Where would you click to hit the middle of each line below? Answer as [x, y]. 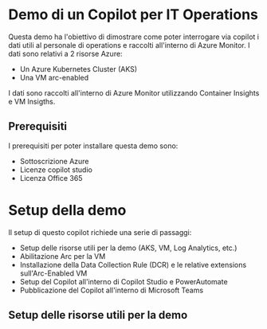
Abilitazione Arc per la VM [63, 256]
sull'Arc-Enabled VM [53, 273]
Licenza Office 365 [51, 178]
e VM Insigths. [32, 101]
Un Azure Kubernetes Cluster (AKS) [79, 69]
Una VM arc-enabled [54, 77]
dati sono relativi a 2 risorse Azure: [65, 53]
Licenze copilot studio [56, 170]
